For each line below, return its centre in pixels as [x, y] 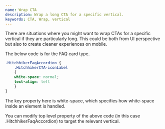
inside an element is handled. [35, 106]
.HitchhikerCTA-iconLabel [41, 68]
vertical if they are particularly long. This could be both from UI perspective [83, 39]
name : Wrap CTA [21, 10]
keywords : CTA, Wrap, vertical [38, 19]
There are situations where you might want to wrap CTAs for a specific [78, 34]
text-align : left [32, 82]
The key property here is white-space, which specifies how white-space [80, 100]
